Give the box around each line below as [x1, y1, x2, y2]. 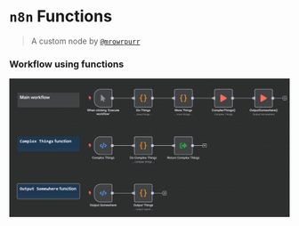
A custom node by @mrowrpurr [30, 36, 141, 46]
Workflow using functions [9, 58, 125, 70]
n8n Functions [9, 6, 113, 27]
